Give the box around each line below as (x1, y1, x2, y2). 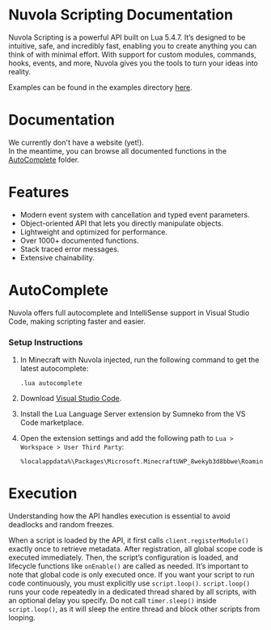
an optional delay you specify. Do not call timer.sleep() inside (8, 595, 217, 605)
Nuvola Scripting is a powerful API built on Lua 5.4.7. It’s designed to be (8, 32, 246, 42)
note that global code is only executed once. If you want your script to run (8, 569, 255, 579)
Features (8, 184, 70, 201)
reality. (8, 66, 32, 76)
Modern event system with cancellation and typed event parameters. (19, 209, 250, 219)
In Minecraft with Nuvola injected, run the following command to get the (19, 355, 260, 365)
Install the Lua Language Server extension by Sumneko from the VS (19, 409, 246, 419)
